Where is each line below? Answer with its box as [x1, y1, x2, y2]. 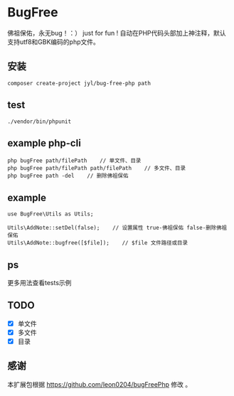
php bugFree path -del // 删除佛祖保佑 [7, 172, 129, 180]
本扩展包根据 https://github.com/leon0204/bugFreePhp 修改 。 [7, 380, 192, 388]
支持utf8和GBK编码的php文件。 [7, 37, 100, 46]
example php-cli [7, 137, 82, 149]
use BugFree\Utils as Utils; [7, 210, 94, 218]
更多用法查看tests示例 [7, 279, 72, 287]
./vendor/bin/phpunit [7, 118, 72, 125]
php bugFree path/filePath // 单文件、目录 [7, 157, 142, 164]
